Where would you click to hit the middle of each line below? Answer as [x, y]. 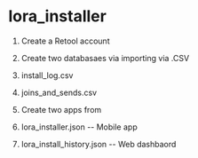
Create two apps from [61, 109]
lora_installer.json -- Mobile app [79, 127]
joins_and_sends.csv [59, 92]
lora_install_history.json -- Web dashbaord [99, 144]
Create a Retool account [65, 41]
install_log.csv [47, 75]
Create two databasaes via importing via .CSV [105, 58]
